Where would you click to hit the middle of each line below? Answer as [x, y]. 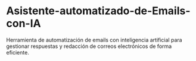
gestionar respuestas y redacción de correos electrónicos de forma [89, 46]
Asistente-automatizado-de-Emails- [98, 11]
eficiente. [18, 52]
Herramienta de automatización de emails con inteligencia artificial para [94, 40]
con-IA [24, 23]
